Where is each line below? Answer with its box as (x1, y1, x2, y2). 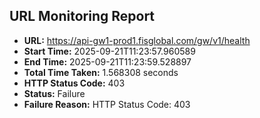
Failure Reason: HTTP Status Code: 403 (23, 98, 191, 110)
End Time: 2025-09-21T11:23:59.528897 (23, 55, 192, 68)
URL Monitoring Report (9, 8, 156, 25)
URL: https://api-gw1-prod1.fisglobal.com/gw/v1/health (23, 34, 251, 46)
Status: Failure (23, 87, 86, 99)
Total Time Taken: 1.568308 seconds (23, 66, 179, 78)
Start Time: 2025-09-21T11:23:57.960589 (23, 45, 196, 57)
